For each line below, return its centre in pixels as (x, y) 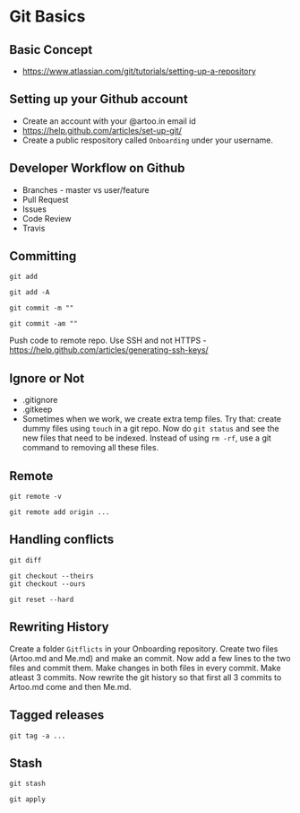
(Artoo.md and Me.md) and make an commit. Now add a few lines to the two (150, 658)
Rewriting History (59, 627)
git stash (28, 784)
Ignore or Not (47, 378)
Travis (34, 228)
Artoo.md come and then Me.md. (70, 686)
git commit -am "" (43, 324)
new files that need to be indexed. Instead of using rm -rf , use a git (146, 438)
